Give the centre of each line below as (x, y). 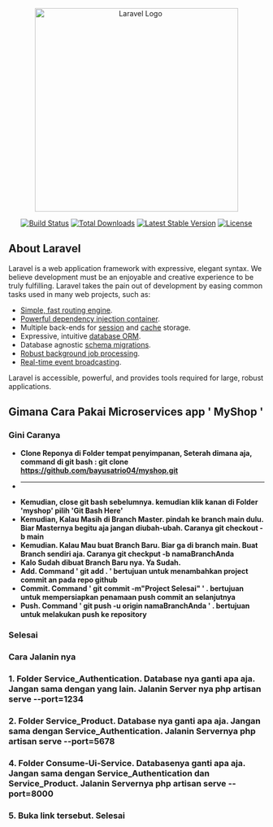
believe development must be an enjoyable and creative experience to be (131, 277)
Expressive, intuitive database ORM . (80, 336)
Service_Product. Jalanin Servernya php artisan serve (117, 784)
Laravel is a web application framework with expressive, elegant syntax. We (135, 268)
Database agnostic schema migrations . (86, 344)
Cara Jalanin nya (42, 657)
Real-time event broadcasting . (71, 361)
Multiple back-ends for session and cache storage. (105, 327)
